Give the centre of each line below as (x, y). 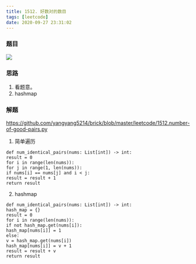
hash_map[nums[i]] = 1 (34, 231)
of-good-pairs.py (27, 129)
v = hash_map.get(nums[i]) (39, 241)
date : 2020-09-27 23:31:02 (39, 22)
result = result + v (31, 251)
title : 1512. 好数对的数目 (36, 11)
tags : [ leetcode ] (27, 17)
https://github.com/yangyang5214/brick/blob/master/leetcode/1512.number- (98, 123)
